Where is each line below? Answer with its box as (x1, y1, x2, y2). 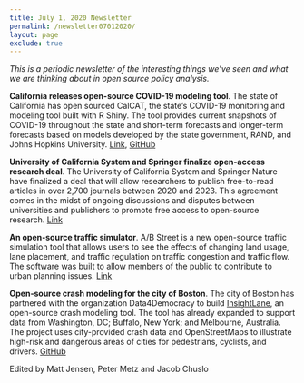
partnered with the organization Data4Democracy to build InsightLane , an (9, 298, 284, 309)
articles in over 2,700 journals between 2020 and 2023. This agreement (9, 185, 279, 196)
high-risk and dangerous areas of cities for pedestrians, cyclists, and (9, 337, 267, 348)
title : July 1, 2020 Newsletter (9, 13, 132, 23)
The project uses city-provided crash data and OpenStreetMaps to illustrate (9, 327, 292, 338)
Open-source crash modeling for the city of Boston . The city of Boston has (9, 288, 295, 300)
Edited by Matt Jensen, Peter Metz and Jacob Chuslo (9, 364, 209, 375)
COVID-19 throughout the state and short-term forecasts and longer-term (9, 120, 284, 131)
